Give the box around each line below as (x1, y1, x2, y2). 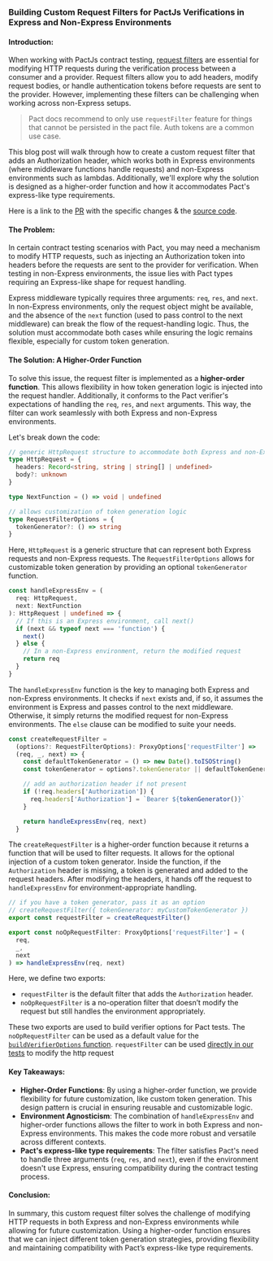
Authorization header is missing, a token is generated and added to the (8, 865, 249, 875)
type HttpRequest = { (8, 455, 82, 464)
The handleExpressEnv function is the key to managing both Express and (8, 685, 249, 694)
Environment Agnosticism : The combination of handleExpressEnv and (19, 1110, 254, 1121)
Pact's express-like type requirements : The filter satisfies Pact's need (19, 1145, 258, 1155)
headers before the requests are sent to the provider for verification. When (8, 260, 258, 270)
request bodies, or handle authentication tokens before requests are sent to (8, 81, 262, 91)
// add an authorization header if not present (23, 780, 187, 788)
